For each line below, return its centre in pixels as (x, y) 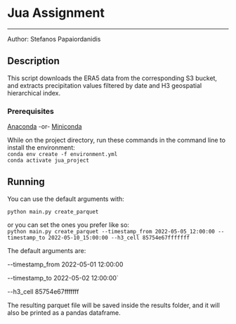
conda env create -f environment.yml (63, 155)
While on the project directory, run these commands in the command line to (117, 140)
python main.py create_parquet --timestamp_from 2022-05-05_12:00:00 (111, 231)
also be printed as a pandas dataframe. (64, 312)
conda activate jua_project (48, 161)
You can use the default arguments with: (66, 199)
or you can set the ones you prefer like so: (68, 225)
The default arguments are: (47, 250)
